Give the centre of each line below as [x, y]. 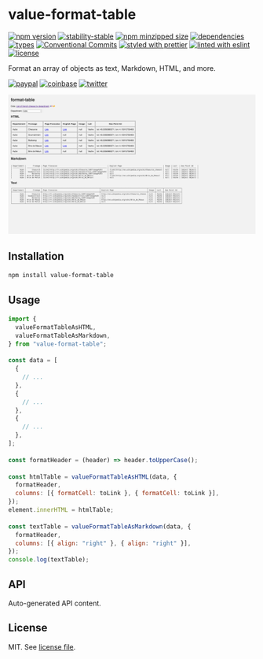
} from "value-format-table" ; [58, 344]
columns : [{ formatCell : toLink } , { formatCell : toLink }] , [117, 494]
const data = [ [33, 361]
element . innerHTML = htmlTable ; [61, 510]
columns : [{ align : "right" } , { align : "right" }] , [103, 543]
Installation [36, 256]
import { [22, 319]
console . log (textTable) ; [49, 560]
